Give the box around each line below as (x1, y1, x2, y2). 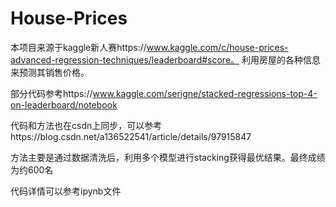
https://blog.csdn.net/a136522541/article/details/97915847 (10, 130, 252, 142)
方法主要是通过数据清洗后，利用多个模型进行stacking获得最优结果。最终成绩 (10, 151, 326, 163)
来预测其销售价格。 (10, 66, 90, 78)
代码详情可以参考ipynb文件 (10, 185, 122, 197)
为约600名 (10, 163, 54, 176)
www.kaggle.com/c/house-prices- (146, 41, 289, 53)
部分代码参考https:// (10, 87, 93, 99)
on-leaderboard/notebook (10, 98, 118, 111)
